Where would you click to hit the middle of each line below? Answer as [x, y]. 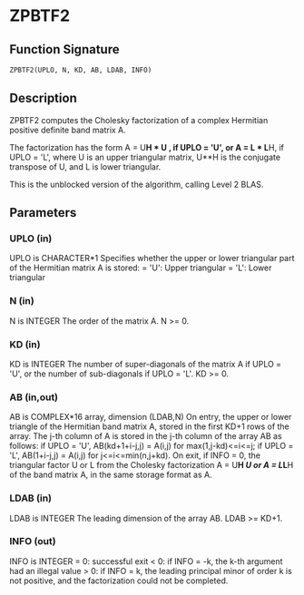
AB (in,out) [34, 397]
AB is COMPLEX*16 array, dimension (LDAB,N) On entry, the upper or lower [151, 417]
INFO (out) [33, 541]
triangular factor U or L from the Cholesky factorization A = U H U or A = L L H [152, 465]
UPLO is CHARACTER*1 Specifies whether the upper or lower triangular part [152, 258]
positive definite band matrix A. [68, 130]
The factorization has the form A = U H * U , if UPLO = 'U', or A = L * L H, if [147, 147]
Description [43, 98]
